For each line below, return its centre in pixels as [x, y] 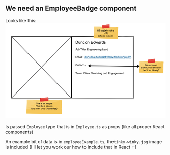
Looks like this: [21, 20]
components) [19, 132]
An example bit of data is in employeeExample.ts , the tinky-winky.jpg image [84, 141]
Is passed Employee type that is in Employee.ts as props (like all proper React [85, 126]
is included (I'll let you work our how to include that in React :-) [71, 147]
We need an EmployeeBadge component [71, 8]
